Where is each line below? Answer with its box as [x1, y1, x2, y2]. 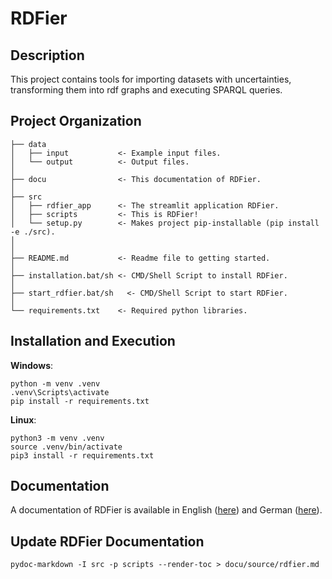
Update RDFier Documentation [10, 533, 205, 550]
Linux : [10, 413, 37, 426]
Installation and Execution [10, 333, 176, 350]
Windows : [10, 359, 54, 371]
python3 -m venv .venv [10, 433, 105, 443]
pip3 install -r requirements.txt [10, 450, 155, 461]
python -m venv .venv [10, 378, 101, 389]
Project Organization [10, 113, 142, 130]
